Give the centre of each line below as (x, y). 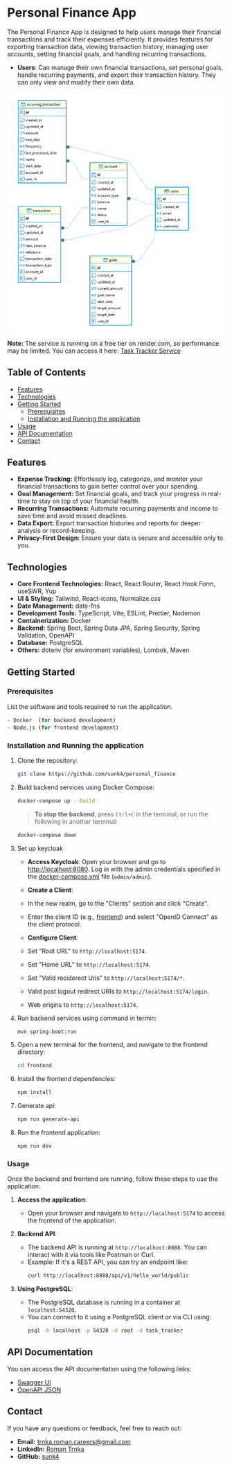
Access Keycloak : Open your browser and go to (97, 861)
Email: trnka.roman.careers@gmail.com (74, 1441)
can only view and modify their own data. (76, 82)
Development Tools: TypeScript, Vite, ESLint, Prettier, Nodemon (109, 613)
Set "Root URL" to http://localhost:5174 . (87, 951)
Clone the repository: (47, 760)
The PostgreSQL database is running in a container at (104, 1302)
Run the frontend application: (59, 1133)
